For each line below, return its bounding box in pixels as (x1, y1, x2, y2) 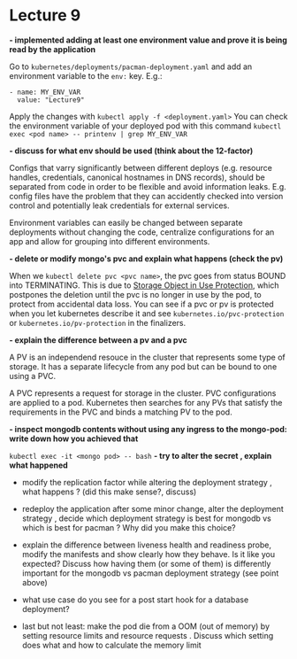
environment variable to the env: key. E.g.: (9, 70, 163, 81)
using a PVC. (9, 370, 57, 381)
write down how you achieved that (9, 433, 139, 444)
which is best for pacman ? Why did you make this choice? (21, 522, 236, 532)
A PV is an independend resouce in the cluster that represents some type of (9, 352, 286, 362)
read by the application (9, 43, 96, 54)
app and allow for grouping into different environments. (9, 236, 210, 246)
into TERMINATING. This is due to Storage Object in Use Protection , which (9, 280, 280, 291)
